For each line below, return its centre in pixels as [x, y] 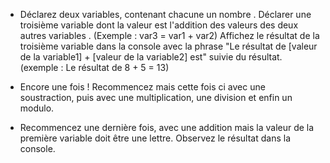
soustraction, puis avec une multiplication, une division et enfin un [156, 97]
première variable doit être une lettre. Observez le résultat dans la [155, 138]
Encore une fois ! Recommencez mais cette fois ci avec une [142, 87]
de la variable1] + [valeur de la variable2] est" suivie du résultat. [151, 57]
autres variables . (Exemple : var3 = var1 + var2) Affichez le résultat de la [169, 35]
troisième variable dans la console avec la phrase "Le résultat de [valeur [168, 46]
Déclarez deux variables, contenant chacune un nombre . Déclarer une [165, 14]
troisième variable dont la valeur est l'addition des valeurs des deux [159, 25]
